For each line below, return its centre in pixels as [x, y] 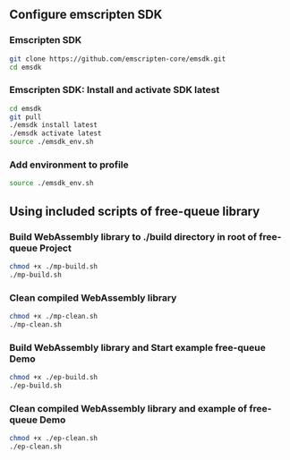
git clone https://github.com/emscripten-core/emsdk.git [118, 59]
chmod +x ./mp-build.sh [54, 266]
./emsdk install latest [54, 125]
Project [55, 248]
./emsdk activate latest [55, 133]
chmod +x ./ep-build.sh [54, 378]
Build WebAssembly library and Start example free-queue [137, 347]
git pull [26, 117]
